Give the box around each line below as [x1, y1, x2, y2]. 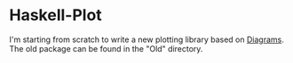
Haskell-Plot [9, 5, 102, 25]
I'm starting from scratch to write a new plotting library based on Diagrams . [9, 34, 284, 45]
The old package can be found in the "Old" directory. [9, 43, 203, 53]
